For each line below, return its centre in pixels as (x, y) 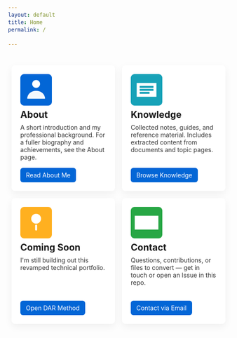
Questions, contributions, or (171, 260)
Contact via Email (162, 308)
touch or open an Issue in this (174, 275)
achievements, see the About (62, 150)
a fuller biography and (52, 142)
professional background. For (63, 135)
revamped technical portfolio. (63, 268)
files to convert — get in (165, 268)
